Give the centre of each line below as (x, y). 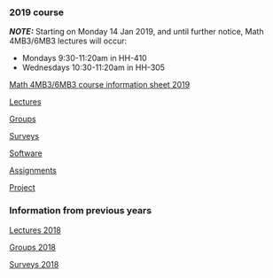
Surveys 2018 (34, 264)
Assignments (33, 171)
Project (22, 188)
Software (26, 153)
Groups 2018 (32, 247)
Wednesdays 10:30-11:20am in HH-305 (94, 67)
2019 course (37, 12)
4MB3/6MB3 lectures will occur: (68, 41)
